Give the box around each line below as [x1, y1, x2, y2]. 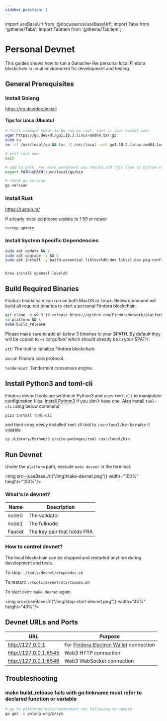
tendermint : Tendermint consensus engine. [5, 365, 93, 371]
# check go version [5, 179, 46, 183]
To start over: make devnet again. [5, 589, 72, 595]
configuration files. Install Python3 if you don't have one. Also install [5, 398, 145, 404]
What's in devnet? [5, 491, 51, 498]
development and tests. [5, 560, 54, 566]
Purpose [99, 632, 120, 639]
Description [46, 504, 75, 511]
